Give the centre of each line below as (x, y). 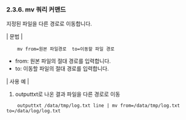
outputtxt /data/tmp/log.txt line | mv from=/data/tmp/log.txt (99, 106)
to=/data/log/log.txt (34, 111)
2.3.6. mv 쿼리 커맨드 (36, 9)
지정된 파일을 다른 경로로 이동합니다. (49, 24)
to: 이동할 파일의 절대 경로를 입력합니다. (62, 69)
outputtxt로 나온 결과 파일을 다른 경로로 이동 (68, 94)
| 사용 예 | (18, 81)
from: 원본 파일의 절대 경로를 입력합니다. (63, 61)
